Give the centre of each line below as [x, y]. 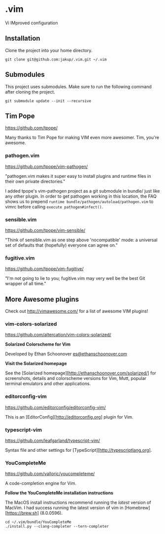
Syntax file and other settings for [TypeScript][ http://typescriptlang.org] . [79, 450]
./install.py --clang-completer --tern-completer [57, 527]
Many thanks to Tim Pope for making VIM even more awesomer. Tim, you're [82, 138]
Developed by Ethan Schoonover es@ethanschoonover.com [66, 354]
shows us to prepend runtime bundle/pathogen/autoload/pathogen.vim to [79, 201]
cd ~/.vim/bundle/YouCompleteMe [38, 522]
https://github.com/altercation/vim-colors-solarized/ [58, 335]
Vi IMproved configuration [32, 23]
